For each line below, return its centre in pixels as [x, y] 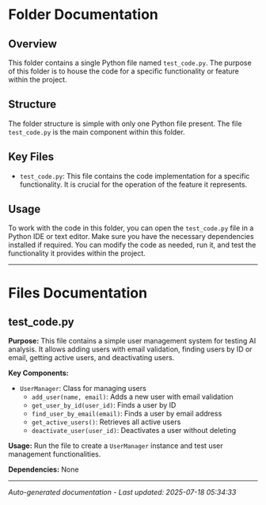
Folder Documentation [83, 15]
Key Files [31, 157]
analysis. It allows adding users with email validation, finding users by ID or [130, 349]
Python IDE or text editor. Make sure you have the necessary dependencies [131, 237]
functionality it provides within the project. [77, 253]
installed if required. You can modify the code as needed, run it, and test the [132, 245]
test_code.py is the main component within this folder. [97, 131]
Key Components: [38, 373]
